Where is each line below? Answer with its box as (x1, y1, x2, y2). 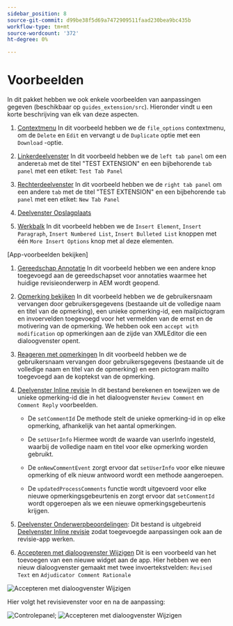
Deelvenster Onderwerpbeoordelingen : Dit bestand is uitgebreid (17, 520, 202, 528)
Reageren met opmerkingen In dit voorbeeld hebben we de (17, 350, 187, 359)
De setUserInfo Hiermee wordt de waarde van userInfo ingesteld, (27, 435, 216, 443)
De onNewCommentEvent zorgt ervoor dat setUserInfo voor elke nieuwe (27, 464, 225, 472)
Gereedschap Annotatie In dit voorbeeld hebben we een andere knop (17, 264, 216, 273)
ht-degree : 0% (7, 36, 49, 43)
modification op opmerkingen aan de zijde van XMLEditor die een (17, 329, 207, 338)
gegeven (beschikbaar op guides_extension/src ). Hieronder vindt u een (7, 102, 213, 112)
